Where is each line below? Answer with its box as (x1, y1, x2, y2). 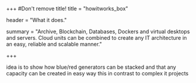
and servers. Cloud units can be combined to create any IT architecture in (6, 34, 187, 41)
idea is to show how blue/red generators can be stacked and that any (6, 63, 176, 71)
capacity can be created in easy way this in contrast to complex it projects (6, 70, 189, 76)
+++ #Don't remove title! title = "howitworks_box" (6, 5, 129, 12)
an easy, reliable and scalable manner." (6, 41, 102, 47)
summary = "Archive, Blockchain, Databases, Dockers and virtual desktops (6, 28, 190, 35)
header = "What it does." (6, 17, 67, 23)
